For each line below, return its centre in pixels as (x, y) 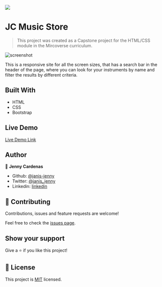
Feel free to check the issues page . (40, 223)
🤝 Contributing (28, 202)
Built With (20, 90)
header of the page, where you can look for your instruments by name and (80, 70)
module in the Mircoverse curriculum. (55, 45)
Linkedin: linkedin (30, 186)
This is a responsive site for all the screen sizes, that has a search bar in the (81, 64)
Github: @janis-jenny (33, 176)
